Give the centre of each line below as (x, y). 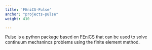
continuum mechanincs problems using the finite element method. (73, 42)
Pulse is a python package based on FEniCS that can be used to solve (76, 37)
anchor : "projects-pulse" (32, 14)
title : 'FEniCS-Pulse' (28, 10)
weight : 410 (17, 19)
